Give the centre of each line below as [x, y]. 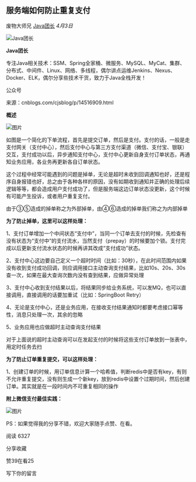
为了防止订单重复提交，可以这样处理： [52, 359]
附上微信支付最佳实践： [34, 398]
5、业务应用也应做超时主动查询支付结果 [54, 327]
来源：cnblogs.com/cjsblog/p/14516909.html [60, 102]
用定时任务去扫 [24, 346]
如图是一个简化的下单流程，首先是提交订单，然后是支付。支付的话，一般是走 [98, 140]
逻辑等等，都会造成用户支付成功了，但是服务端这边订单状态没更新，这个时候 [98, 188]
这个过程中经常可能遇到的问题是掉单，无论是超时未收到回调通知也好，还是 [95, 174]
